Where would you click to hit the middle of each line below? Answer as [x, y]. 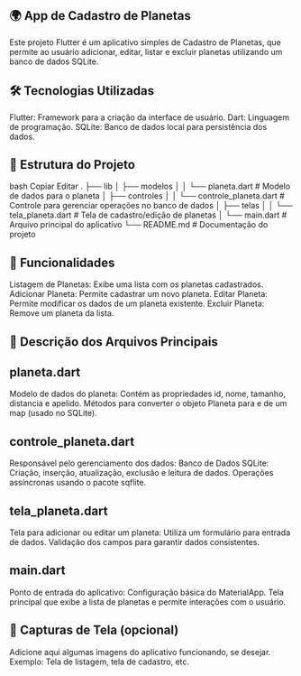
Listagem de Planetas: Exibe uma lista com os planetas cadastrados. [137, 284]
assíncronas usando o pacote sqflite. [78, 483]
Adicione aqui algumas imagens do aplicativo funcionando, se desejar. [140, 652]
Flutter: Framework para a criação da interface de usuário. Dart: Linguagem [150, 117]
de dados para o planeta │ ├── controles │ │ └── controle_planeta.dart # [147, 196]
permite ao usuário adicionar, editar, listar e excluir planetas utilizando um [146, 51]
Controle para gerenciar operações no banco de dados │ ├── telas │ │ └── [151, 206]
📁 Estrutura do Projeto [72, 165]
